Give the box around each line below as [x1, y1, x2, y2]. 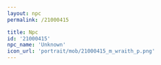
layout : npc [7, 10, 41, 17]
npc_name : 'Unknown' [7, 42, 67, 49]
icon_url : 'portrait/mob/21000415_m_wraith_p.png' [7, 48, 155, 55]
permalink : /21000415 [7, 16, 69, 23]
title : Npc [7, 29, 39, 36]
